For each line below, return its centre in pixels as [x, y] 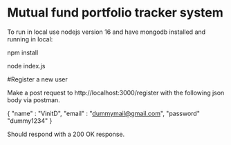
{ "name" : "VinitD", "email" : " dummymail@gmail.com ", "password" [104, 113]
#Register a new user [37, 79]
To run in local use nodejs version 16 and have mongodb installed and [107, 32]
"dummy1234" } [30, 120]
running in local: [30, 39]
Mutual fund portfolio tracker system [115, 13]
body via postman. [34, 100]
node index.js [26, 66]
